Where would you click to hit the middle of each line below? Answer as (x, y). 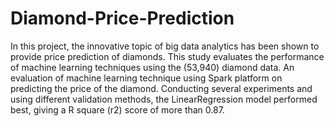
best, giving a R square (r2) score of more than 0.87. (117, 109)
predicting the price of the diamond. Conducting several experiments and (161, 88)
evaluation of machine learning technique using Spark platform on (146, 78)
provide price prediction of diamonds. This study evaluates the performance (167, 56)
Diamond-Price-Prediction (122, 18)
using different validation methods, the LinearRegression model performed (164, 99)
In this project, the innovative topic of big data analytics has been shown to (165, 46)
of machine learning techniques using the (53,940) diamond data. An (152, 67)
